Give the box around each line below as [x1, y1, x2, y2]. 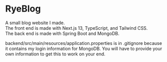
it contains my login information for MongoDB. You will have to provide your [5, 45, 162, 51]
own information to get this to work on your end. [5, 51, 106, 57]
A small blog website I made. [5, 20, 65, 26]
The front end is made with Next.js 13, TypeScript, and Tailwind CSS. [5, 25, 148, 31]
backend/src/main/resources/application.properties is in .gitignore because [5, 40, 162, 46]
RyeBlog [5, 3, 41, 15]
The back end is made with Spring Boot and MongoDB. [5, 30, 120, 36]
